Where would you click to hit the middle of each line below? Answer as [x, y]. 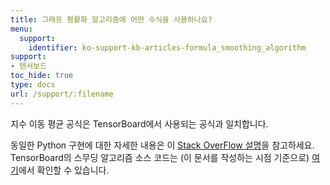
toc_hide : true [42, 76]
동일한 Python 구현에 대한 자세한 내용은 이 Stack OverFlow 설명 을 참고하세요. [162, 145]
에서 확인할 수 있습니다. [64, 170]
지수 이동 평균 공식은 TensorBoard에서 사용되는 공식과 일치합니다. [139, 123]
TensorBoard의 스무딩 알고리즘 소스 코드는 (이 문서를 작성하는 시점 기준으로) [160, 157]
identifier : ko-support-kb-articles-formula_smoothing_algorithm [167, 47]
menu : [21, 29]
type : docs [33, 85]
